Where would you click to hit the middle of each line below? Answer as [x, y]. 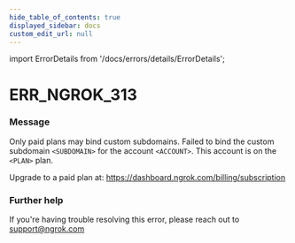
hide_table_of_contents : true [65, 17]
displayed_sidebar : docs [55, 26]
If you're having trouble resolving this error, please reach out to [124, 220]
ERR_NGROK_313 [73, 95]
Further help [36, 200]
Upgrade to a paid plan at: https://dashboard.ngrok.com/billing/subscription [147, 177]
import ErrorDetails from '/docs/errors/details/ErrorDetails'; [117, 59]
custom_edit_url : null [51, 34]
